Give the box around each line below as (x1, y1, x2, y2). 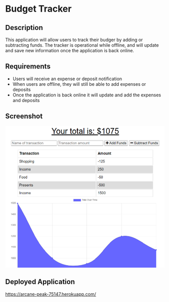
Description (5, 23, 43, 32)
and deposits (12, 97, 40, 103)
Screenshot (5, 112, 43, 121)
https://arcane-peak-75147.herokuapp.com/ (5, 291, 96, 297)
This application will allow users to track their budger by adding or (5, 37, 143, 43)
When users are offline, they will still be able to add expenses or (12, 81, 146, 87)
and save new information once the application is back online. (5, 48, 134, 53)
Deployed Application (5, 278, 75, 286)
